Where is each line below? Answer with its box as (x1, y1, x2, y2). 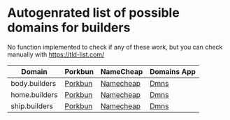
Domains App (149, 66, 196, 76)
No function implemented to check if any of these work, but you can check (7, 43, 223, 51)
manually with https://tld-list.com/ (7, 50, 105, 59)
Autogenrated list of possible (7, 5, 180, 21)
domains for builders (7, 20, 131, 36)
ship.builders (10, 101, 54, 111)
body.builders (10, 78, 57, 88)
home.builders (10, 89, 58, 99)
